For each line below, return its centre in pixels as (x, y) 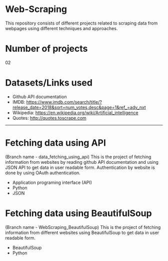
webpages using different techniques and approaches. (61, 28)
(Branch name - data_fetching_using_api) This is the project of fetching (78, 157)
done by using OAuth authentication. (43, 173)
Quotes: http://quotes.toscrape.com (49, 118)
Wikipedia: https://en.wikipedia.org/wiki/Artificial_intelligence (75, 112)
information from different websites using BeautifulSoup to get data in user (82, 232)
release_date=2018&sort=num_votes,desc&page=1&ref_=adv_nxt (79, 107)
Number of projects (46, 49)
